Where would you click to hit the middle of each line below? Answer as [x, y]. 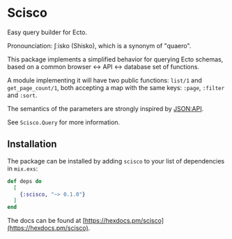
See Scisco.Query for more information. [64, 122]
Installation [32, 144]
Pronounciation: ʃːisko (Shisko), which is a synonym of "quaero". [99, 45]
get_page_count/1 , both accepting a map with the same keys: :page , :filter [116, 87]
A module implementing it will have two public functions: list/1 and [105, 80]
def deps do [24, 181]
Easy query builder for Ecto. [47, 32]
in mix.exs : [23, 168]
